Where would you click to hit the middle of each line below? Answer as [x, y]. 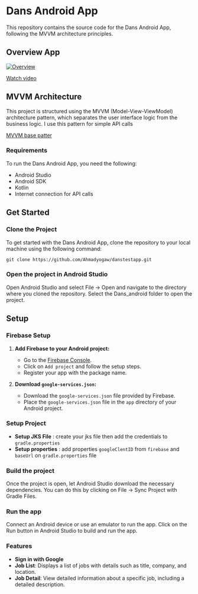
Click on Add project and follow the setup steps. [82, 366]
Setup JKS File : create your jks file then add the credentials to [91, 436]
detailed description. [40, 584]
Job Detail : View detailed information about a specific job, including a [99, 578]
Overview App [33, 53]
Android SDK [30, 181]
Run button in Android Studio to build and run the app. [72, 531]
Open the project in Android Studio [57, 274]
